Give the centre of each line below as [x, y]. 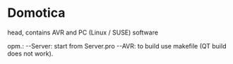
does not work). [30, 53]
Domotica [36, 13]
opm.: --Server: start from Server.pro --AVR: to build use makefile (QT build [117, 46]
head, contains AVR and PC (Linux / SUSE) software [83, 32]
